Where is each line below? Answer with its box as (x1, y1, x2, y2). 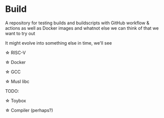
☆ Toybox (5, 98, 26, 104)
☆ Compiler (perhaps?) (5, 107, 53, 113)
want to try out (5, 30, 36, 36)
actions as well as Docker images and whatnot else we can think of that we (5, 25, 159, 31)
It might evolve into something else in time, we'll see (5, 40, 112, 46)
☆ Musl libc (5, 78, 30, 84)
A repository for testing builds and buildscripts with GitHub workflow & (5, 20, 150, 26)
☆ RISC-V (5, 50, 26, 56)
